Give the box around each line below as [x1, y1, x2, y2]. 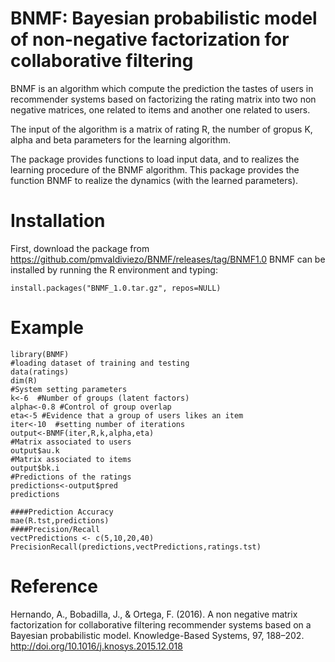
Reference [10, 575, 98, 597]
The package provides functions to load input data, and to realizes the [10, 153, 300, 165]
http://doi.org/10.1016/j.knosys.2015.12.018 [10, 640, 183, 652]
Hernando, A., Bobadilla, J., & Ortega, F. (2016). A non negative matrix [10, 608, 298, 620]
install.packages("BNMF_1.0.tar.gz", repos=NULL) [10, 283, 222, 293]
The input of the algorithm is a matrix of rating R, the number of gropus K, [10, 123, 313, 135]
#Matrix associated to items [10, 454, 132, 464]
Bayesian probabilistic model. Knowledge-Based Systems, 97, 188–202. [10, 629, 305, 641]
